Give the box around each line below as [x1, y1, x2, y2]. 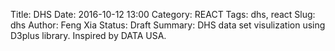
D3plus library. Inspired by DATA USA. [10, 30, 167, 41]
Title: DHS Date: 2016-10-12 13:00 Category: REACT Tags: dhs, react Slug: [10, 9, 316, 20]
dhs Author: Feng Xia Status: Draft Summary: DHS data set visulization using [10, 19, 326, 31]
